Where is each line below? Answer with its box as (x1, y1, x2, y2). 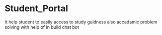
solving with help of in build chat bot (4, 24, 79, 30)
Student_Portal (4, 3, 68, 14)
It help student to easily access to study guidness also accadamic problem (4, 19, 158, 25)
